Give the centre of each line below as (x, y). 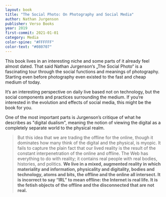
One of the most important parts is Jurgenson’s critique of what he (73, 117)
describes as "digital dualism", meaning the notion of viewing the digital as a (83, 122)
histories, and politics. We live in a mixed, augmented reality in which (89, 164)
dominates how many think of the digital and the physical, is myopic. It (89, 143)
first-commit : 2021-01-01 (32, 33)
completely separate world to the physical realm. (55, 128)
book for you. (19, 107)
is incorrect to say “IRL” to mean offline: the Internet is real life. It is (87, 180)
